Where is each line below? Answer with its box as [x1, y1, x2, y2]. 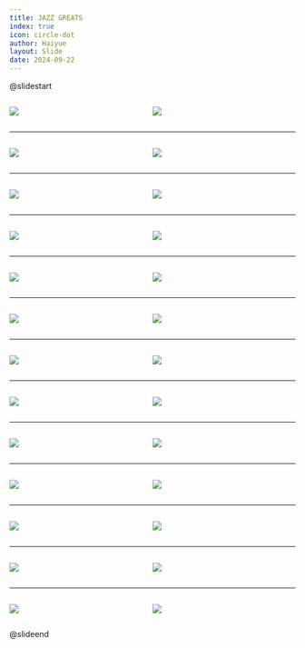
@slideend [9, 629, 50, 639]
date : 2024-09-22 [9, 55, 75, 65]
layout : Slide [9, 47, 64, 56]
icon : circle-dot [9, 30, 75, 39]
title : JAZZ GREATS [9, 13, 84, 23]
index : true [9, 22, 54, 31]
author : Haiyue [9, 38, 67, 48]
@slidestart [9, 81, 53, 91]
